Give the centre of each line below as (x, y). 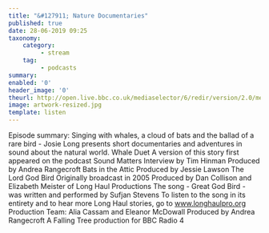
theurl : (21, 98)
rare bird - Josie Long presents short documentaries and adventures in (125, 144)
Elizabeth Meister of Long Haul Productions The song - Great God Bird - (127, 186)
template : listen (37, 113)
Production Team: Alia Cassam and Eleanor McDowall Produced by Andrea (132, 212)
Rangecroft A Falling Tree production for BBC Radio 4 (96, 220)
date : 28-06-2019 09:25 (48, 30)
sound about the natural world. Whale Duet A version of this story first (124, 152)
